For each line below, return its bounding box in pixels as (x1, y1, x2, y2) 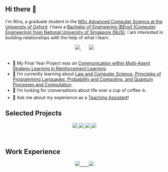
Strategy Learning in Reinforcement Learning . (12, 65, 107, 71)
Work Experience (5, 147, 61, 156)
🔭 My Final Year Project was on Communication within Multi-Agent (12, 60, 150, 66)
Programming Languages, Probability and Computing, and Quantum (12, 76, 153, 82)
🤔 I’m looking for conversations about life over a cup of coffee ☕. (12, 87, 147, 93)
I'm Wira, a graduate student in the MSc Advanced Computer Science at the (5, 18, 162, 24)
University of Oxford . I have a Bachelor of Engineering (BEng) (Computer (5, 24, 156, 30)
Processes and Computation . (12, 81, 73, 87)
